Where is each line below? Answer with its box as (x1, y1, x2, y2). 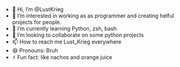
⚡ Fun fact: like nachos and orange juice (12, 54, 113, 60)
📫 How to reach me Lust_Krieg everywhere (12, 38, 122, 45)
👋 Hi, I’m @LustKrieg (12, 6, 64, 13)
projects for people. (12, 19, 62, 25)
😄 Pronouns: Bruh (12, 47, 59, 54)
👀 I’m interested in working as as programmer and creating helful (12, 12, 175, 19)
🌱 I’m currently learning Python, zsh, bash (12, 25, 117, 32)
